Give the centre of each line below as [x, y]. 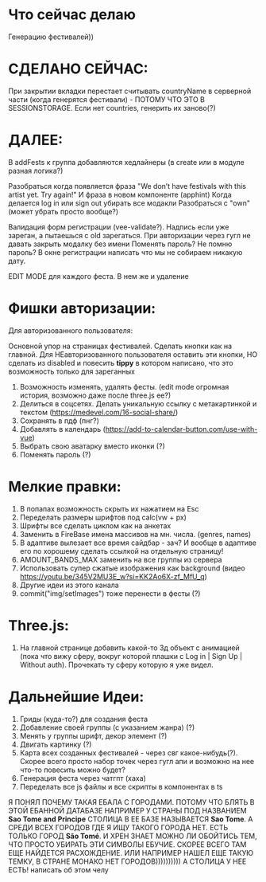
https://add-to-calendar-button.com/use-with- [181, 429]
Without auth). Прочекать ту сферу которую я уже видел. [116, 664]
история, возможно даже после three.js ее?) [95, 395]
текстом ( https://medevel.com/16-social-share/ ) [99, 412]
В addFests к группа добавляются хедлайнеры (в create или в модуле [126, 162]
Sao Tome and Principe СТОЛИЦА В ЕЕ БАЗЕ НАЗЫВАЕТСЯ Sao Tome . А [131, 819]
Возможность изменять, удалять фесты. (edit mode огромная [124, 386]
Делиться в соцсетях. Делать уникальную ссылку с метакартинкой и [138, 403]
